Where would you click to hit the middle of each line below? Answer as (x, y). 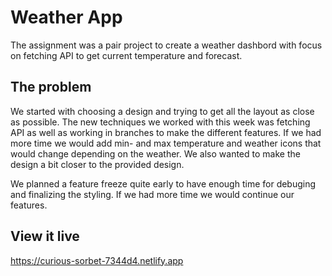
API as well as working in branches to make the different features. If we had (166, 132)
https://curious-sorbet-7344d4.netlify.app (97, 260)
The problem (51, 87)
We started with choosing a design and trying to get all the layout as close (162, 111)
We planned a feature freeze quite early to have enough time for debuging (163, 183)
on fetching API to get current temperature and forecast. (126, 55)
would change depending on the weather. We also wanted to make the (155, 153)
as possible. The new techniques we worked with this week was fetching (160, 122)
